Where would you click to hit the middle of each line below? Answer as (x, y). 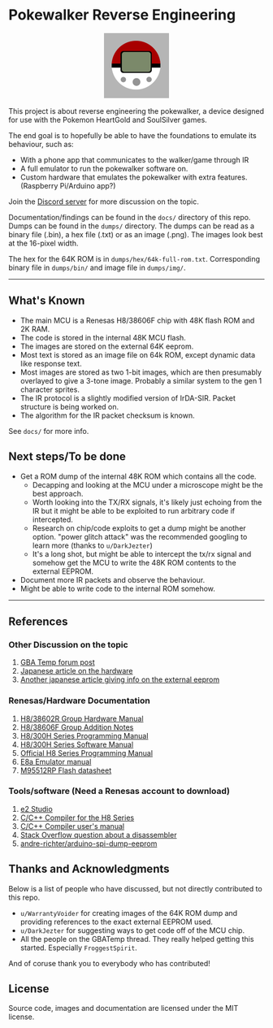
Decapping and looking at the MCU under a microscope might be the (148, 484)
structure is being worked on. (69, 406)
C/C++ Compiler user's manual (72, 826)
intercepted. (52, 519)
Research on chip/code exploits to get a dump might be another (139, 528)
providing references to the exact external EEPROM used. (117, 922)
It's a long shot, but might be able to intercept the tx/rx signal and (142, 553)
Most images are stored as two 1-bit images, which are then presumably (141, 372)
